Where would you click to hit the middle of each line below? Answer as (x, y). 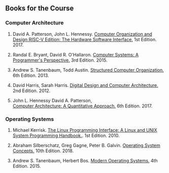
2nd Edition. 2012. (31, 91)
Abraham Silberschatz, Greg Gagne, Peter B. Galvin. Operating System (87, 145)
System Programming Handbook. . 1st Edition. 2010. (66, 135)
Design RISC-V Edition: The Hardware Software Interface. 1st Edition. (84, 39)
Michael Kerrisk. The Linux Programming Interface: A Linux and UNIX (85, 130)
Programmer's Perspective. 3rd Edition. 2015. (60, 60)
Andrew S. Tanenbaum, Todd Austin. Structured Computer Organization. (88, 70)
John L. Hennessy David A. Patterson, (52, 100)
